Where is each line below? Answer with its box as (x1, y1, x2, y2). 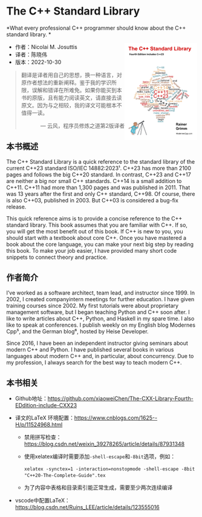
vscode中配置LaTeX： (15, 497, 71, 504)
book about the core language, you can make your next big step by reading (6, 241, 194, 248)
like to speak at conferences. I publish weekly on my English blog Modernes (6, 321, 195, 329)
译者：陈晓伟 (15, 50, 47, 58)
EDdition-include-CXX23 (15, 402, 77, 409)
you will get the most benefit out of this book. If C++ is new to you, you (6, 227, 183, 235)
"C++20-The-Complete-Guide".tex (24, 473, 106, 479)
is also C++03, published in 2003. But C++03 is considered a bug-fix (6, 196, 178, 204)
